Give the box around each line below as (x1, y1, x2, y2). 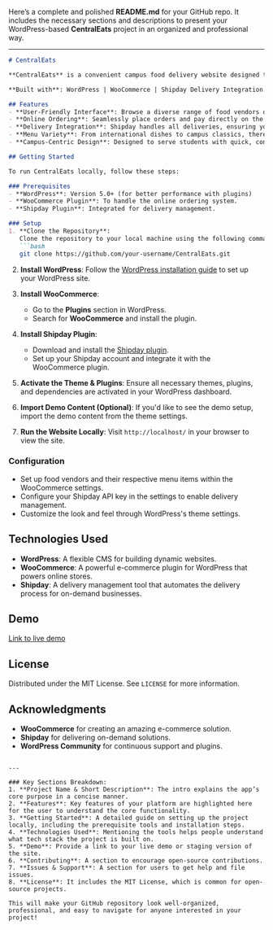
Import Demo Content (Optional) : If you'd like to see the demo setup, (19, 402, 253, 412)
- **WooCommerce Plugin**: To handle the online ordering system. (8, 197, 238, 206)
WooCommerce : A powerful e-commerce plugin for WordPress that (19, 562, 248, 572)
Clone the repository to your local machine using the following (19, 234, 245, 242)
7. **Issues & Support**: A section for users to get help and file (8, 864, 245, 872)
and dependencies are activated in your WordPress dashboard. (19, 386, 232, 396)
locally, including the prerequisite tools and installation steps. (8, 821, 245, 829)
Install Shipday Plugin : (19, 329, 97, 338)
